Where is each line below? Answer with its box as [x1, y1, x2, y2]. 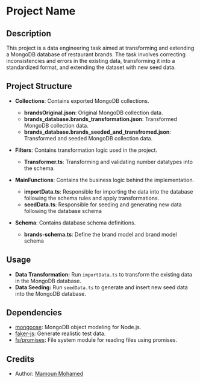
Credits [6, 354, 35, 364]
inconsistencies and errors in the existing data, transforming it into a [6, 57, 175, 64]
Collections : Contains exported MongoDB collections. [14, 97, 149, 104]
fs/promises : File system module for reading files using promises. [14, 336, 178, 344]
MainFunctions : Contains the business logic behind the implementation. [14, 176, 195, 183]
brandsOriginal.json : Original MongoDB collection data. [23, 109, 163, 116]
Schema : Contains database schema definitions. [14, 219, 136, 226]
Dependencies [6, 307, 62, 318]
